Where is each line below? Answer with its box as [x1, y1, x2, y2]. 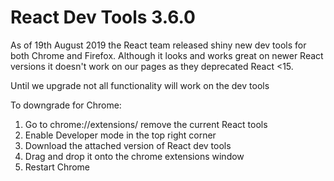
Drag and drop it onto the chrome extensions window [24, 150, 245, 162]
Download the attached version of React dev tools [24, 139, 232, 151]
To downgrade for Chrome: [10, 99, 122, 111]
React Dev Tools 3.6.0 [10, 6, 196, 29]
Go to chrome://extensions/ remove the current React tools [24, 118, 268, 130]
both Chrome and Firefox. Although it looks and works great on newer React [10, 49, 324, 61]
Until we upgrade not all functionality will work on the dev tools [10, 79, 270, 91]
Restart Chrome [24, 161, 91, 173]
